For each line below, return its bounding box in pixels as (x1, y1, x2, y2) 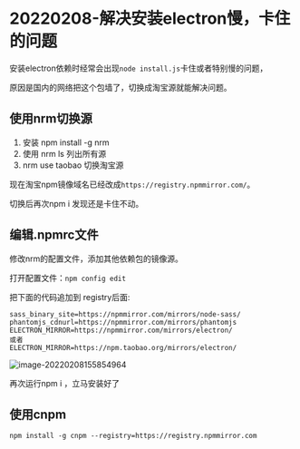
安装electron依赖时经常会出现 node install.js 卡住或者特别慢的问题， (9, 63, 268, 73)
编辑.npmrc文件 (9, 228, 99, 243)
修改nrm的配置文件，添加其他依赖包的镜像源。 (9, 253, 184, 264)
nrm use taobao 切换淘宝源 (22, 160, 124, 171)
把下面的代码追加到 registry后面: (9, 291, 131, 302)
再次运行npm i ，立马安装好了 (9, 377, 121, 388)
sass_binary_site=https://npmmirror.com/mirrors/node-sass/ (9, 309, 242, 318)
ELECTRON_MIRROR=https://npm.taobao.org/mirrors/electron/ (9, 343, 237, 352)
